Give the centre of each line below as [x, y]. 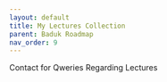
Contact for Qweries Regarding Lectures [83, 68]
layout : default [39, 17]
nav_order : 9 [33, 42]
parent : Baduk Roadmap [51, 34]
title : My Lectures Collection [67, 26]
